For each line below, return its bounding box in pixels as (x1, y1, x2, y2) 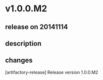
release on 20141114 (5, 23, 68, 31)
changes (5, 56, 33, 65)
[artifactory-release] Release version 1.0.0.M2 (5, 69, 99, 75)
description (5, 39, 42, 47)
